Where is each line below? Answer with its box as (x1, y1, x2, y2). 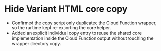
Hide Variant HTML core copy (4, 3, 128, 15)
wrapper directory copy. (11, 40, 61, 46)
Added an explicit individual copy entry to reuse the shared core (11, 30, 142, 36)
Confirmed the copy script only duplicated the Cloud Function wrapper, (11, 20, 157, 25)
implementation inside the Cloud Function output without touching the (11, 35, 154, 41)
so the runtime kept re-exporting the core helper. (11, 25, 111, 30)
